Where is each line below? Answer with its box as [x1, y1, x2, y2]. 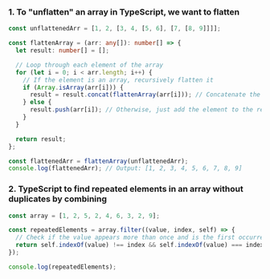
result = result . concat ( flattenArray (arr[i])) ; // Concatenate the [29, 91, 261, 99]
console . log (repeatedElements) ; [8, 263, 117, 271]
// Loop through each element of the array [15, 61, 163, 69]
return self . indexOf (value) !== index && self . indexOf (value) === [15, 241, 243, 249]
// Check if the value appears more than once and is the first [15, 233, 235, 242]
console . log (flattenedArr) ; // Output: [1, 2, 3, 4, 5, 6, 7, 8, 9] [8, 164, 243, 172]
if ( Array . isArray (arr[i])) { [22, 83, 125, 91]
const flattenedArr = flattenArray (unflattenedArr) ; [8, 157, 189, 165]
